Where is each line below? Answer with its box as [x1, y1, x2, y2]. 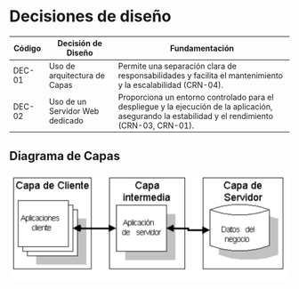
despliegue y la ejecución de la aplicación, [117, 100, 273, 112]
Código [12, 43, 42, 53]
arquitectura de [48, 69, 105, 81]
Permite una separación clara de [117, 60, 238, 71]
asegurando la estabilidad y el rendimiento [117, 110, 274, 121]
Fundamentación [170, 43, 234, 53]
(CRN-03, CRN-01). [117, 120, 195, 131]
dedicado [48, 116, 85, 126]
